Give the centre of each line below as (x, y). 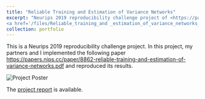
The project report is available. (45, 90)
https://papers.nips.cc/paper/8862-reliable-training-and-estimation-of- (96, 59)
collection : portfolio (35, 29)
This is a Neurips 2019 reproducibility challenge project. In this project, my (100, 46)
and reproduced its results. (99, 66)
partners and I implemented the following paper (66, 53)
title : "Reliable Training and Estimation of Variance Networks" (91, 12)
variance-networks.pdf (35, 66)
